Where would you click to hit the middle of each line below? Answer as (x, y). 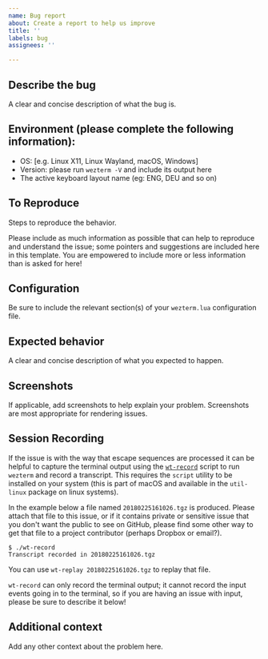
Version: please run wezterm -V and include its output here (116, 170)
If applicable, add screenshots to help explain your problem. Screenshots (129, 405)
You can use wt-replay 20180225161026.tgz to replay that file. (110, 569)
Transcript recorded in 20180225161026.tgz (82, 554)
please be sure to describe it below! (67, 601)
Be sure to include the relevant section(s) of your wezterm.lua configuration (133, 308)
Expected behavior (56, 341)
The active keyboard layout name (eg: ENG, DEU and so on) (118, 178)
